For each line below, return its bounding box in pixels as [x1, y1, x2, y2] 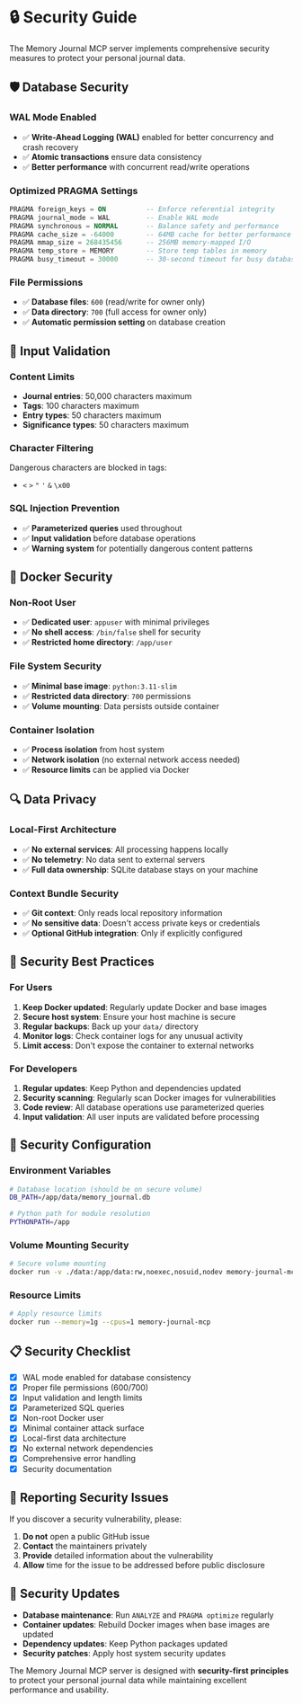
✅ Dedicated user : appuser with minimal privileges [22, 617, 210, 627]
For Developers [9, 1062, 78, 1075]
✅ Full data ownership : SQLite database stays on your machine [22, 864, 259, 874]
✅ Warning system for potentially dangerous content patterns [22, 543, 253, 554]
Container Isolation [9, 723, 95, 736]
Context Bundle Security [9, 887, 120, 900]
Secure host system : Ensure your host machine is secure [22, 1011, 236, 1022]
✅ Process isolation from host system [22, 743, 164, 755]
